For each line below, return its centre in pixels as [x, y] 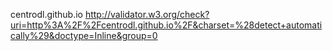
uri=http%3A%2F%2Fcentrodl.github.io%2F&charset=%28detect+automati [166, 25]
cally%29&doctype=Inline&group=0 [84, 35]
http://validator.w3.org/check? [147, 14]
